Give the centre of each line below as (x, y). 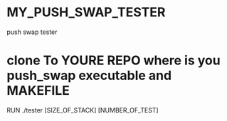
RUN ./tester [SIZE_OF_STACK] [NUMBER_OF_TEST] (83, 110)
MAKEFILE (38, 91)
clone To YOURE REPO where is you (114, 60)
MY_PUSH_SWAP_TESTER (86, 12)
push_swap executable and (89, 76)
